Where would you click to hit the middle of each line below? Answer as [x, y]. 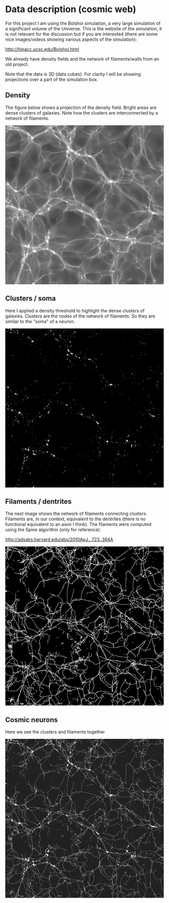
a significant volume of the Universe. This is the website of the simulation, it [83, 28]
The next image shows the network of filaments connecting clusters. [76, 514]
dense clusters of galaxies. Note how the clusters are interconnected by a [82, 113]
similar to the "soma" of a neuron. [40, 321]
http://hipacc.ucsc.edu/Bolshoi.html [42, 49]
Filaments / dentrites [38, 501]
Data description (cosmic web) [71, 9]
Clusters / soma [31, 299]
